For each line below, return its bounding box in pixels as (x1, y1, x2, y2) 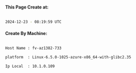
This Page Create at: (5, 4, 49, 10)
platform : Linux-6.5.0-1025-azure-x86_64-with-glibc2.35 (5, 55, 131, 60)
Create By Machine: (5, 30, 48, 36)
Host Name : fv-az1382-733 (5, 45, 62, 51)
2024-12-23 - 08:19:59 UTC (5, 19, 62, 24)
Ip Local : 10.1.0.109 (5, 64, 55, 69)
